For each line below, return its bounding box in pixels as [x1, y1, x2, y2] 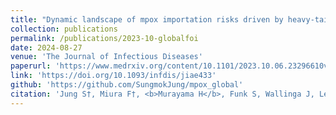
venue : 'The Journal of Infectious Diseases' [10, 52, 203, 62]
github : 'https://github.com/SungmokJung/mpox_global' [10, 80, 244, 90]
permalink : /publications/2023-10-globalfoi [10, 33, 199, 43]
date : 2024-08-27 [10, 42, 83, 53]
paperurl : [10, 61, 52, 71]
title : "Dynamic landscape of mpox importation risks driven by [10, 14, 284, 25]
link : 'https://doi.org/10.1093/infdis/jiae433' [10, 71, 217, 81]
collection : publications [10, 24, 118, 34]
